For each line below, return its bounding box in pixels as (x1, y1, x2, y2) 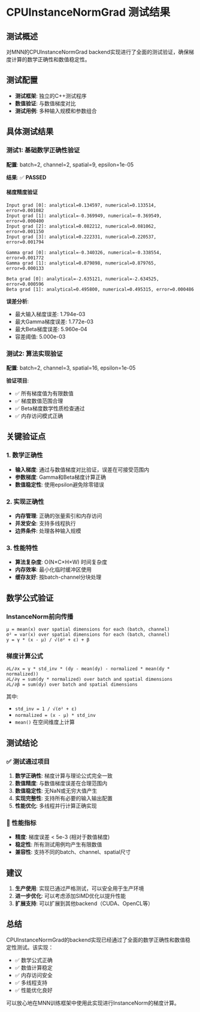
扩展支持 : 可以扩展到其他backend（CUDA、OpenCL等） (14, 900, 154, 907)
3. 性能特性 (6, 543, 38, 552)
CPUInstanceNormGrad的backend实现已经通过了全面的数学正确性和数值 (6, 936, 186, 943)
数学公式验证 (6, 593, 54, 603)
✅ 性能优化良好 (14, 986, 53, 993)
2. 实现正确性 (6, 497, 44, 505)
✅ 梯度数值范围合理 (14, 397, 63, 404)
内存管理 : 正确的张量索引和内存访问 (14, 512, 102, 519)
